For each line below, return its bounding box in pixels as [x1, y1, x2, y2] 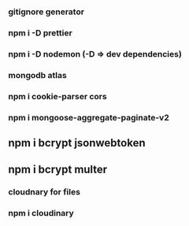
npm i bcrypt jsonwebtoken [8, 136, 146, 150]
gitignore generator [8, 6, 85, 17]
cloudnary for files [8, 187, 81, 198]
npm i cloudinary [8, 208, 75, 219]
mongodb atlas [8, 69, 67, 80]
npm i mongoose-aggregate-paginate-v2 [8, 112, 169, 123]
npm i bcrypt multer [8, 163, 108, 176]
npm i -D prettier [8, 27, 72, 38]
